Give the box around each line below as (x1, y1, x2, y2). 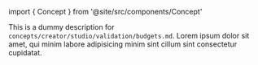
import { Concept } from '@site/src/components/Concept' (8, 7, 203, 16)
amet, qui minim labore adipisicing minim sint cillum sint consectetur (8, 39, 238, 49)
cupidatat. (8, 48, 42, 57)
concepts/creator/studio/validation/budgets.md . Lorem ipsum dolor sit (8, 31, 250, 40)
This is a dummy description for (8, 22, 116, 31)
